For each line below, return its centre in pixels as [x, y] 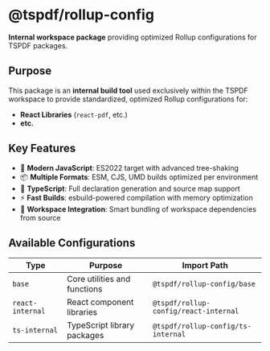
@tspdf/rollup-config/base [204, 284]
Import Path [205, 266]
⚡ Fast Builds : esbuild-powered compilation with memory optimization [136, 197]
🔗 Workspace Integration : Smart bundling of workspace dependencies [138, 209]
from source [40, 217]
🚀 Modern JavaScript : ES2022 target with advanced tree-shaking [129, 167]
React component [100, 302]
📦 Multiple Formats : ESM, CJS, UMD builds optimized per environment [139, 177]
